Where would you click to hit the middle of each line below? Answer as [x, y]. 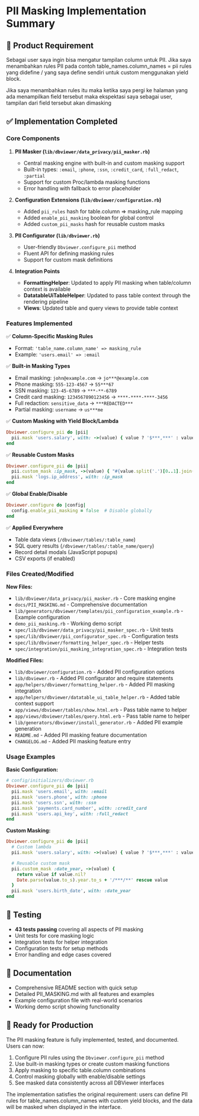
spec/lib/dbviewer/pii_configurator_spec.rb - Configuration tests [97, 636]
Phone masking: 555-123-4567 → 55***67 [64, 384]
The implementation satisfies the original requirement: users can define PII [97, 1094]
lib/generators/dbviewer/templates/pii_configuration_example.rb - [99, 611]
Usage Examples [31, 756]
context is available [47, 289]
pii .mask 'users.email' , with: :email [60, 792]
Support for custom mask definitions [68, 259]
